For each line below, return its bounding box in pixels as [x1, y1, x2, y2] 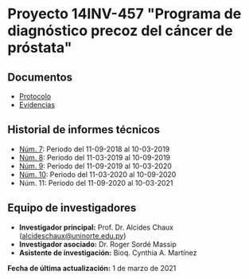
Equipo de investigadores [7, 201, 137, 215]
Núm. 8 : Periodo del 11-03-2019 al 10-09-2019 [18, 152, 171, 162]
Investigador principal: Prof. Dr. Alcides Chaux [18, 222, 174, 232]
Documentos [7, 70, 73, 84]
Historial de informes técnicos [7, 123, 161, 136]
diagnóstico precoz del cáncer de [7, 22, 233, 40]
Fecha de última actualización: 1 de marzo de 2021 [7, 263, 177, 273]
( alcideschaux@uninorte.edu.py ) [18, 230, 126, 240]
